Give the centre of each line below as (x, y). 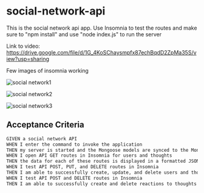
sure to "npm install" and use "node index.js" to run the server (84, 34)
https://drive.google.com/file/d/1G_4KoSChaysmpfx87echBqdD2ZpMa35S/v (101, 52)
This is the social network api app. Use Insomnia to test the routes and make (102, 28)
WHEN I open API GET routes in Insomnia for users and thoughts (89, 155)
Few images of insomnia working (48, 70)
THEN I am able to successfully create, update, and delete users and (97, 172)
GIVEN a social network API (42, 139)
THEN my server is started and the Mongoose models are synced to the (97, 150)
